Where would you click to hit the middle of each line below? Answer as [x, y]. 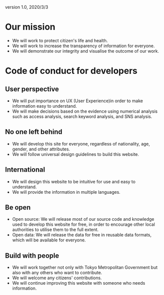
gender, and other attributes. [41, 149]
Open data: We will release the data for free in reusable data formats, [82, 235]
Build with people [32, 255]
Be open [18, 207]
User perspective [32, 89]
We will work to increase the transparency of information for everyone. [83, 46]
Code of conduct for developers [71, 71]
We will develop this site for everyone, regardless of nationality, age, [81, 144]
